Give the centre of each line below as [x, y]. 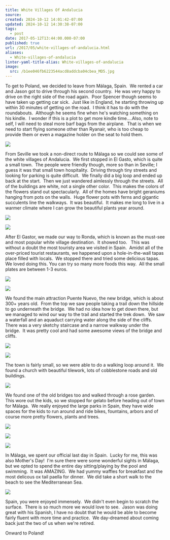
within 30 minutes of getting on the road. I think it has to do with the [77, 108]
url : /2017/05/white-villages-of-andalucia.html [58, 48]
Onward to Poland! [25, 533]
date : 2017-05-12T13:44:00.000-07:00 [45, 39]
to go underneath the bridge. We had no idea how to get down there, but [82, 309]
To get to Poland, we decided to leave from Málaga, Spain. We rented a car [84, 86]
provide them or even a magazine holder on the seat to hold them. [74, 134]
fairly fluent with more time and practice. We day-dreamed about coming [82, 518]
